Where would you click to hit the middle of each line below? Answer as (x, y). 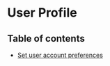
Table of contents (46, 39)
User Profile (42, 13)
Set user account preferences (60, 55)
